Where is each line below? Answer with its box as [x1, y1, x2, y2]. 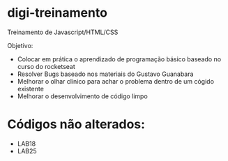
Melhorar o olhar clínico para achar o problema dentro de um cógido [17, 77, 215, 85]
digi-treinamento [7, 5, 108, 21]
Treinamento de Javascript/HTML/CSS [7, 28, 119, 36]
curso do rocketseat [17, 62, 75, 70]
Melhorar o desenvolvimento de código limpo [17, 92, 148, 100]
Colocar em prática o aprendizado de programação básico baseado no [17, 54, 222, 63]
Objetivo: [7, 41, 33, 49]
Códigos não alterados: [7, 116, 145, 132]
